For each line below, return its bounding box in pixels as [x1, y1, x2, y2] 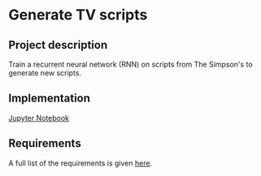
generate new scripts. [8, 68, 82, 78]
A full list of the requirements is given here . [8, 158, 153, 168]
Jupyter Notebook [8, 113, 70, 122]
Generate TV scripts [8, 6, 148, 24]
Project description [8, 38, 108, 52]
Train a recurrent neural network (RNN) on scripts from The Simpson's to [8, 59, 254, 69]
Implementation [8, 92, 91, 105]
